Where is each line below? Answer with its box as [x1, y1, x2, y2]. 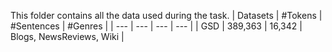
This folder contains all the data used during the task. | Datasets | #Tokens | [10, 10, 323, 21]
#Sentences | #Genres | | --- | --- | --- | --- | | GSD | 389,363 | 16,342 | [10, 20, 303, 32]
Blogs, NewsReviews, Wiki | [10, 31, 125, 42]
